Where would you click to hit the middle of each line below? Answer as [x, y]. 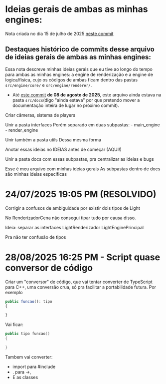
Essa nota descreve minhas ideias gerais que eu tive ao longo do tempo [79, 69]
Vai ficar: [14, 325]
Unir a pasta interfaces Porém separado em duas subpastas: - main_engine [83, 125]
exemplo [14, 292]
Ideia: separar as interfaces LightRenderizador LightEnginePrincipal [74, 227]
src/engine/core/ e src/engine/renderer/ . [49, 85]
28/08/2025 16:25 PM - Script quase [83, 257]
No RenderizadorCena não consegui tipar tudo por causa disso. [71, 218]
